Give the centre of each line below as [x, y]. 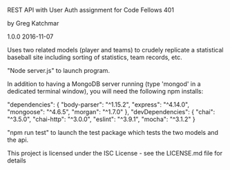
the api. [18, 140]
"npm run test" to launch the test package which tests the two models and [113, 132]
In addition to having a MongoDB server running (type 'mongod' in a [104, 84]
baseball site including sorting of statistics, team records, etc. [95, 57]
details [17, 160]
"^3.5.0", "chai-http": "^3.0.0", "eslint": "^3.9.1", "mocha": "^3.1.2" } [101, 119]
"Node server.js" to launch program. [59, 71]
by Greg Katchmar [33, 23]
